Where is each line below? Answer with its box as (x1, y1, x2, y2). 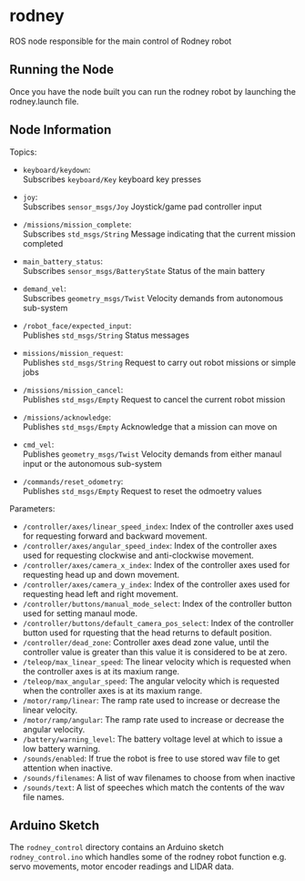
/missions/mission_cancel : (22, 384, 124, 395)
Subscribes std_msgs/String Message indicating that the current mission (22, 228, 296, 239)
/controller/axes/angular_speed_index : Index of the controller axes (22, 540, 278, 551)
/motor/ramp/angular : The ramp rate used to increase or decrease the (22, 714, 285, 724)
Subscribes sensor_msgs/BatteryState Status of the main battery (22, 265, 266, 276)
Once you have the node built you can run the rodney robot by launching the (9, 86, 296, 96)
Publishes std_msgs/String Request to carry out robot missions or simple (22, 357, 296, 368)
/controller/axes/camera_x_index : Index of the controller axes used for (22, 559, 290, 570)
